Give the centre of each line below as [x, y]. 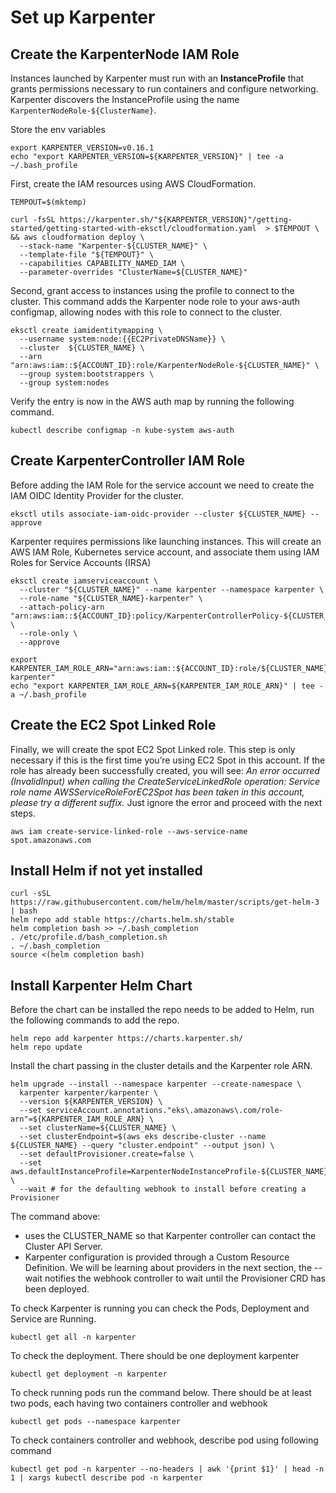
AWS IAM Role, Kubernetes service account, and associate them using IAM [165, 552]
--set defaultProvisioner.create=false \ [107, 1154]
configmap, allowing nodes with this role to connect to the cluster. [146, 312]
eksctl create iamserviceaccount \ [84, 581]
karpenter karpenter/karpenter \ [89, 1093]
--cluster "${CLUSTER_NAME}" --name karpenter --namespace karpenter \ [172, 589]
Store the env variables [58, 129]
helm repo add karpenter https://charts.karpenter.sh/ [127, 1039]
